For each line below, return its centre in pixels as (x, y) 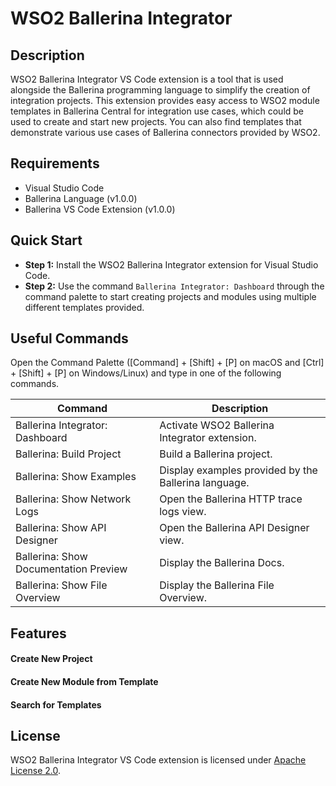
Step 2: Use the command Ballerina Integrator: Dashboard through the (174, 286)
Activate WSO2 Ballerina (217, 425)
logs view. (183, 512)
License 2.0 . (35, 771)
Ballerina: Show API (61, 528)
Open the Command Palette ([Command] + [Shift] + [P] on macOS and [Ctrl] (167, 363)
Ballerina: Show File (61, 585)
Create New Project (51, 659)
